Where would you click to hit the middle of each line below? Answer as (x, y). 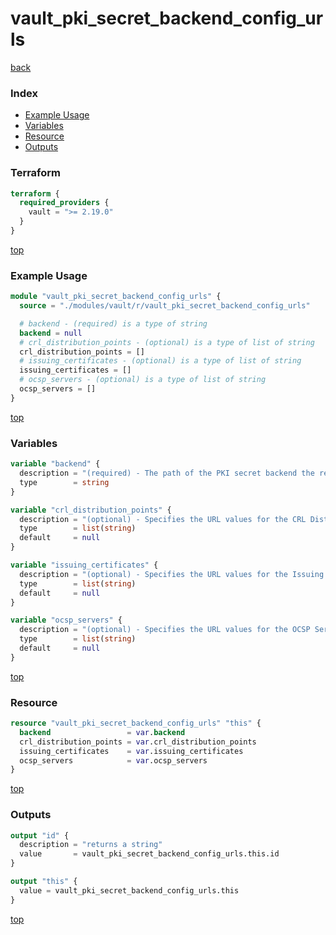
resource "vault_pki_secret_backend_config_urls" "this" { (136, 723)
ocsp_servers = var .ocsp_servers (113, 760)
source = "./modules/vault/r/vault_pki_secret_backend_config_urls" (165, 306)
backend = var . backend (102, 732)
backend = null (51, 333)
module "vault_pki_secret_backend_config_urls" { (116, 297)
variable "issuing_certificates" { (84, 565)
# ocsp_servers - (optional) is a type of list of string (143, 380)
